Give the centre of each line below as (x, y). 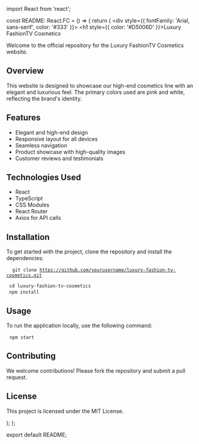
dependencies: (25, 258)
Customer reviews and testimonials (59, 158)
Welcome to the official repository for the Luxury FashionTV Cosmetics (95, 45)
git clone (25, 270)
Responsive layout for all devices (56, 139)
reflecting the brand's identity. (44, 98)
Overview (25, 71)
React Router (31, 211)
